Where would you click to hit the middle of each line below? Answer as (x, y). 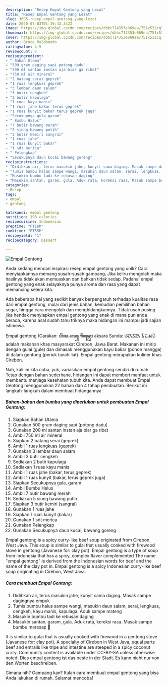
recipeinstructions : (27, 162)
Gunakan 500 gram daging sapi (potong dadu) (60, 425)
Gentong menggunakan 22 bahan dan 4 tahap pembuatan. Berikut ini (76, 385)
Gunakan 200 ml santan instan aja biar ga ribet (60, 430)
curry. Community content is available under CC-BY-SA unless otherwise (80, 653)
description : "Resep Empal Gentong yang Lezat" (56, 10)
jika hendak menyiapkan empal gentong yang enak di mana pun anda (77, 315)
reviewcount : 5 (21, 51)
